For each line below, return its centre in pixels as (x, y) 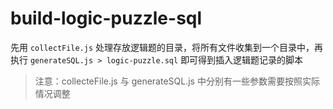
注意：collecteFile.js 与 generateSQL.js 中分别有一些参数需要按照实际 (177, 81)
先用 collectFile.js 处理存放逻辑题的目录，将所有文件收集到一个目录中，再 (167, 47)
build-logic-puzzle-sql (106, 18)
